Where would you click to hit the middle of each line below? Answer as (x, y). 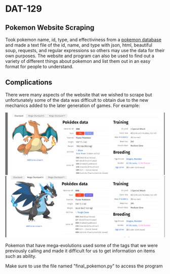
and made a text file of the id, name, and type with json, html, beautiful (79, 45)
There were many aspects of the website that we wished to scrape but (79, 95)
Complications (29, 82)
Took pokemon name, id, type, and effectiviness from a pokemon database (83, 40)
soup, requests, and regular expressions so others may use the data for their (85, 50)
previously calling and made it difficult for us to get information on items (80, 251)
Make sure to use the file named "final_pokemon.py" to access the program (84, 266)
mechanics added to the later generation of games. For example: (73, 105)
